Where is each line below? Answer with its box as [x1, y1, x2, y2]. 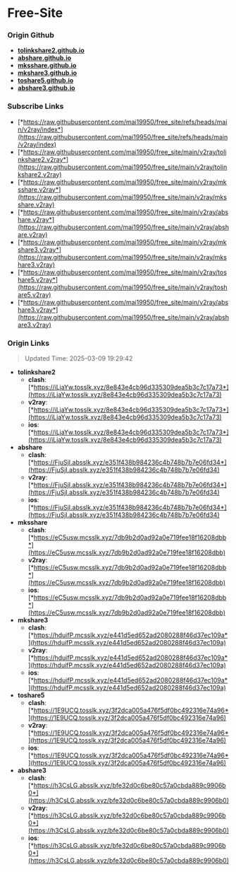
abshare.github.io [17, 54, 72, 62]
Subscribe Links [7, 101, 64, 111]
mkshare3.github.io [17, 69, 77, 77]
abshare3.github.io [17, 83, 75, 93]
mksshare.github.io [17, 62, 77, 70]
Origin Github [7, 30, 55, 40]
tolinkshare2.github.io [17, 46, 85, 54]
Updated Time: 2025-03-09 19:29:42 [24, 354, 133, 363]
